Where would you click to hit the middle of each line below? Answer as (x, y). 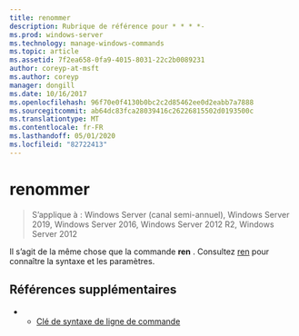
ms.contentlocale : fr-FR (56, 128)
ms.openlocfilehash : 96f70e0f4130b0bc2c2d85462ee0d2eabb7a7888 (132, 102)
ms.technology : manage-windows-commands (87, 43)
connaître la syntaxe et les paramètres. (82, 261)
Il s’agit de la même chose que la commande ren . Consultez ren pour (140, 252)
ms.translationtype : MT (55, 119)
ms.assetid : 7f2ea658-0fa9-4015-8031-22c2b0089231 (107, 60)
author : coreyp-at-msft (55, 69)
